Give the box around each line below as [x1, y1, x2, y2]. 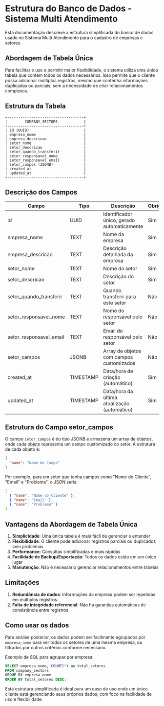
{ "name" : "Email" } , [9, 497, 54, 503]
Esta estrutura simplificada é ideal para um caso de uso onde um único [5, 686, 148, 692]
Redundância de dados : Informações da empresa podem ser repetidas [12, 591, 156, 597]
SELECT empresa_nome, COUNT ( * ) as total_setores [5, 663, 106, 668]
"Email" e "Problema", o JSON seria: [5, 479, 78, 485]
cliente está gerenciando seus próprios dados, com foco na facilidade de [5, 691, 152, 697]
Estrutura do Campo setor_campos [5, 423, 114, 431]
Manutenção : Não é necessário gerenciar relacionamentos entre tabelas [12, 564, 159, 570]
